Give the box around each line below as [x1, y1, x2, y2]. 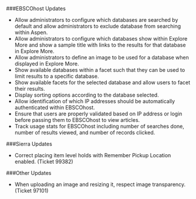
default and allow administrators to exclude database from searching [14, 23, 181, 29]
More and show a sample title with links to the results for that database [14, 41, 186, 48]
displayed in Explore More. [14, 60, 79, 67]
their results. [14, 85, 45, 92]
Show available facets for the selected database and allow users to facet [14, 79, 191, 86]
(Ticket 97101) [14, 187, 49, 194]
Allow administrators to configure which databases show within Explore [14, 35, 188, 42]
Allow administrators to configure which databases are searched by [14, 16, 178, 23]
